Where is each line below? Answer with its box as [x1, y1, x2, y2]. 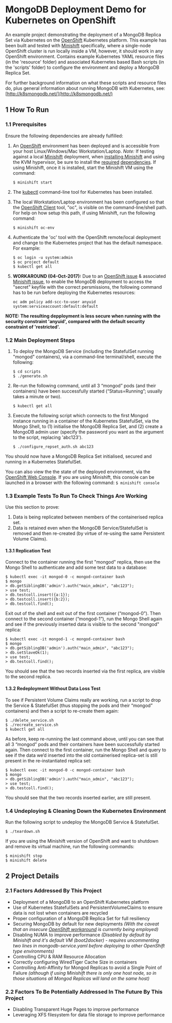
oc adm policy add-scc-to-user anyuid [12, 299, 96, 304]
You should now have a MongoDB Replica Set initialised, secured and [5, 453, 152, 459]
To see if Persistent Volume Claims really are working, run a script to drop [5, 697, 161, 703]
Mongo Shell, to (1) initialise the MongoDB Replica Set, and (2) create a [12, 423, 163, 430]
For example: [12, 245, 41, 251]
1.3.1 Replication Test [5, 547, 51, 553]
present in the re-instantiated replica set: [5, 757, 91, 764]
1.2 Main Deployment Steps [5, 337, 75, 344]
